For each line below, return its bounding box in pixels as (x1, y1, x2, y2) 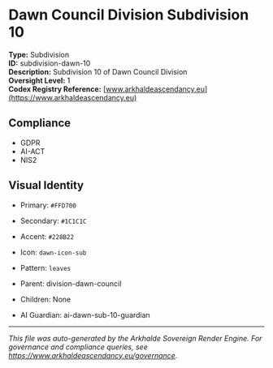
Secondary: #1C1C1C (19, 216, 87, 225)
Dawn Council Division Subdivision (8, 6, 249, 24)
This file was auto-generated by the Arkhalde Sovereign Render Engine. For (8, 333, 262, 343)
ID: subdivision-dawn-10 (8, 58, 91, 68)
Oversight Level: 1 (8, 75, 71, 85)
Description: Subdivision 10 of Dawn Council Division (8, 66, 188, 76)
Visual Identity (8, 178, 84, 192)
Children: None (19, 294, 71, 304)
